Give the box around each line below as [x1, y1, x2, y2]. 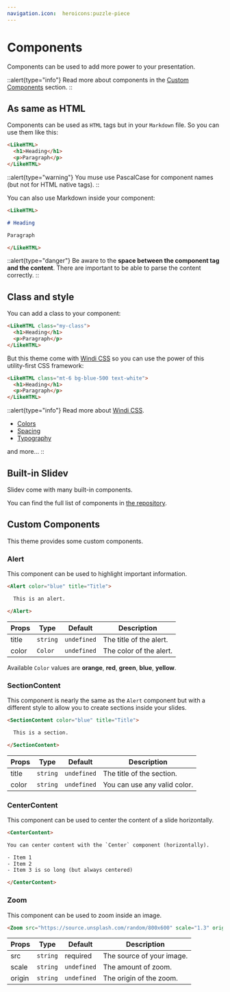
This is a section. [13, 729, 69, 736]
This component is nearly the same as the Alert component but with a [7, 696, 205, 704]
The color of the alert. [103, 646, 173, 656]
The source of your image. [103, 951, 188, 961]
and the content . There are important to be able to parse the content [7, 264, 201, 272]
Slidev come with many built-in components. [7, 485, 133, 494]
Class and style [7, 291, 75, 303]
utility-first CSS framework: [7, 361, 84, 369]
